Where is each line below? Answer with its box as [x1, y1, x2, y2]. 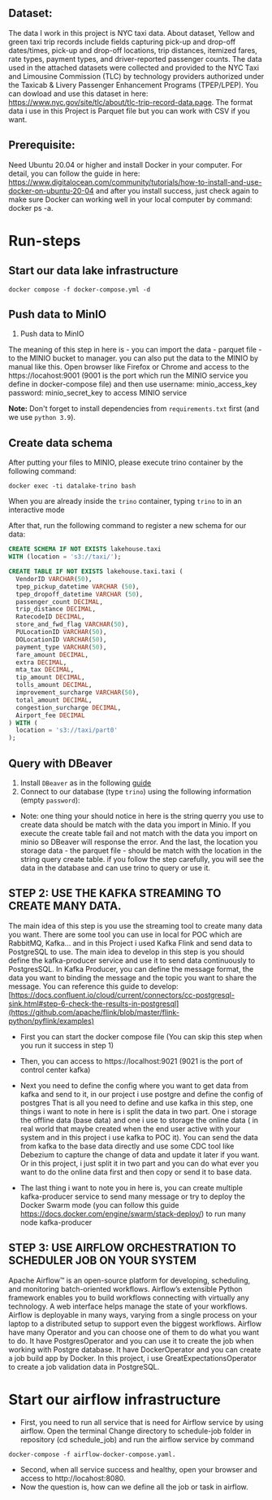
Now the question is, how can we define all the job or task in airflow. [19, 1481, 249, 1492]
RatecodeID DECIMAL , [15, 613, 85, 621]
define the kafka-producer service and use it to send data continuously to [8, 956, 256, 965]
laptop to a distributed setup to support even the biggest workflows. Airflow [8, 1319, 262, 1328]
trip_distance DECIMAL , [15, 606, 96, 614]
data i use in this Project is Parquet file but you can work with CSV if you [8, 106, 250, 116]
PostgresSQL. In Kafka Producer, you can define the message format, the [8, 964, 254, 973]
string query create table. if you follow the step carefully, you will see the [19, 854, 264, 864]
